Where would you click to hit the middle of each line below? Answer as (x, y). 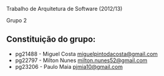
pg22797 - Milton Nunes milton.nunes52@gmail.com (81, 60)
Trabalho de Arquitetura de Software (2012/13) (64, 9)
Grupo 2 (17, 20)
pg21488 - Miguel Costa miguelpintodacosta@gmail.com (86, 54)
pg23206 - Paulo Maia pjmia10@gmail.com (69, 66)
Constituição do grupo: (51, 40)
